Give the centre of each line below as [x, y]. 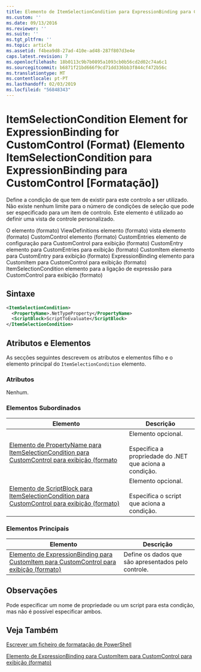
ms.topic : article [29, 46]
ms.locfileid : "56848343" [38, 90]
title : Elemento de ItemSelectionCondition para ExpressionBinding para [99, 12]
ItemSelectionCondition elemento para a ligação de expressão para [89, 269]
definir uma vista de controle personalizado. [60, 219]
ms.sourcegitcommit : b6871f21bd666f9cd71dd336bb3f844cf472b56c [87, 67]
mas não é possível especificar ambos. [54, 611]
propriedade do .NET [159, 456]
